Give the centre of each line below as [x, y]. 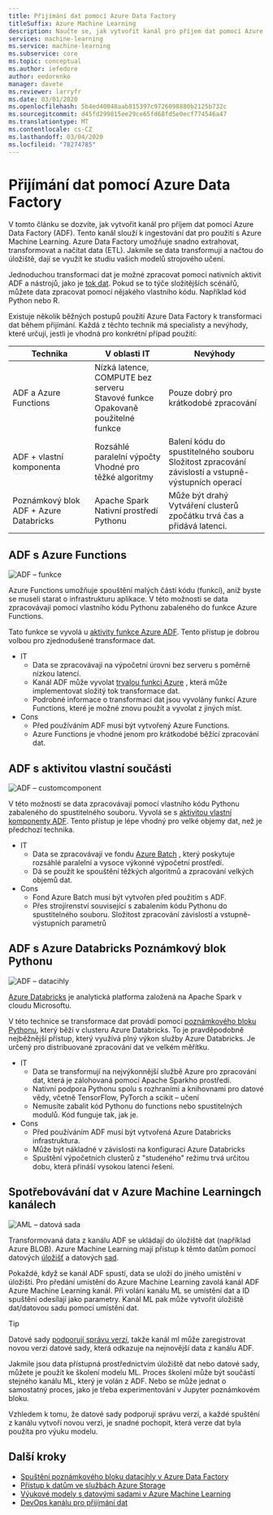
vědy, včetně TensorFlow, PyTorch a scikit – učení [115, 1097]
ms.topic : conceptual [45, 62]
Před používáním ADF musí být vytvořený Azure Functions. [131, 725]
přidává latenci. [198, 526]
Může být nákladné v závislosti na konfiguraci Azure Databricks [139, 1149]
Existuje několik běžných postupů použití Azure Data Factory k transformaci [135, 316]
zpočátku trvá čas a [206, 516]
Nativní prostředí [126, 511]
